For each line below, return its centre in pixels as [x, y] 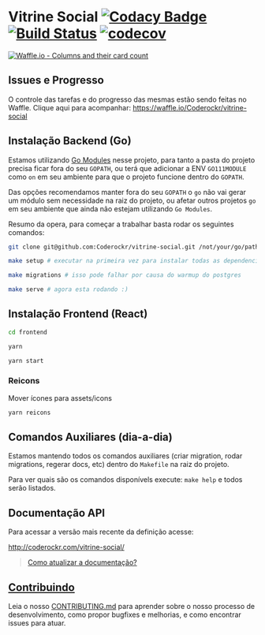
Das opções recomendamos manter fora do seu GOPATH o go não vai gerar [127, 192]
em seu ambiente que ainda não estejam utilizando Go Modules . [110, 208]
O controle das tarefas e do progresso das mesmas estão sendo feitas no [127, 99]
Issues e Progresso [56, 80]
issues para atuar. [37, 623]
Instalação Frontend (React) [78, 314]
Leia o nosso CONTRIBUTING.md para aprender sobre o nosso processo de [131, 607]
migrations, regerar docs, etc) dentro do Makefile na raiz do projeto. [119, 465]
